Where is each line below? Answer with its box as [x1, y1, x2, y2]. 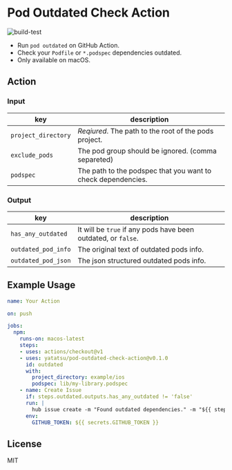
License [7, 438, 42, 450]
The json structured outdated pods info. [77, 256, 206, 265]
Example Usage [7, 279, 76, 291]
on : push [7, 310, 32, 317]
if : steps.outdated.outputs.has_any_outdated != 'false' [25, 393, 193, 400]
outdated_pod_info [10, 245, 71, 253]
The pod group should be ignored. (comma [77, 146, 217, 156]
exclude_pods [10, 151, 54, 159]
